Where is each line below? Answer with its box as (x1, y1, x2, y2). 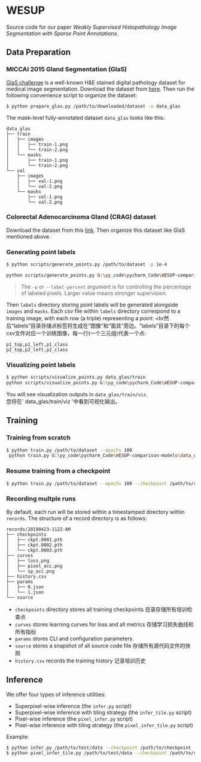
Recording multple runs (6, 495, 76, 503)
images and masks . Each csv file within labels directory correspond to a (6, 307, 181, 315)
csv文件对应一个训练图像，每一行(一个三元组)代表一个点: (6, 329, 147, 336)
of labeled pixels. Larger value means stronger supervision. (20, 289, 167, 297)
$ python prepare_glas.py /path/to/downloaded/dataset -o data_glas (6, 103, 181, 109)
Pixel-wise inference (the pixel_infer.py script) (14, 715, 133, 722)
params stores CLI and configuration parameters (14, 635, 133, 642)
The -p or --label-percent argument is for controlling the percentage (20, 283, 191, 290)
